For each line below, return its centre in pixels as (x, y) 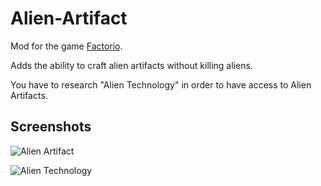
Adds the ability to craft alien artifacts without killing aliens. (131, 65)
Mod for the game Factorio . (66, 46)
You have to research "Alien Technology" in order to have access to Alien (161, 84)
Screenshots (51, 127)
